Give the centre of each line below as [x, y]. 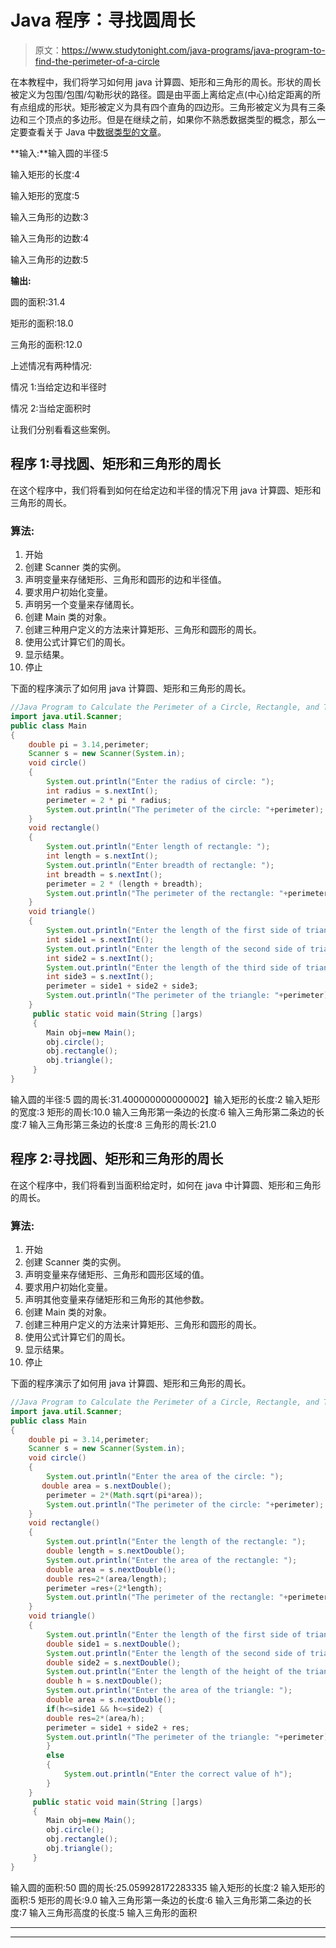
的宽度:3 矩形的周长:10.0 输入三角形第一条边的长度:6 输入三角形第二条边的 [163, 1112]
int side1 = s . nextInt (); [100, 939]
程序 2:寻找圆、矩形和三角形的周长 [117, 1159]
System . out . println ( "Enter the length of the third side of [174, 967]
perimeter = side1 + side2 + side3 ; [122, 986]
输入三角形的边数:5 [49, 259]
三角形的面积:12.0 [46, 344]
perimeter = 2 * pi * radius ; [109, 800]
